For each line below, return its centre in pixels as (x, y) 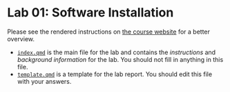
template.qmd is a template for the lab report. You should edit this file (115, 74)
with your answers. (44, 81)
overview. (21, 38)
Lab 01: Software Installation (90, 13)
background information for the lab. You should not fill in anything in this (120, 59)
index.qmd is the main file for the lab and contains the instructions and (116, 52)
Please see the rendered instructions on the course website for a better (109, 32)
